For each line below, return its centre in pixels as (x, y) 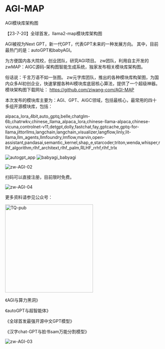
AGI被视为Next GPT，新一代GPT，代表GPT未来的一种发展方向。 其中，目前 (82, 44)
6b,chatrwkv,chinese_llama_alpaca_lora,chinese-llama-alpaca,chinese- (78, 121)
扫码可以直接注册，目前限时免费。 (40, 177)
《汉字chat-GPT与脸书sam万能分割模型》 (47, 331)
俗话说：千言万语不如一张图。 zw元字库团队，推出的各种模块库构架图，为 (80, 77)
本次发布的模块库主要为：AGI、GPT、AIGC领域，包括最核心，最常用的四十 (81, 100)
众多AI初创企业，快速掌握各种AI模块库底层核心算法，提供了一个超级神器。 (84, 83)
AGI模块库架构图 (22, 23)
